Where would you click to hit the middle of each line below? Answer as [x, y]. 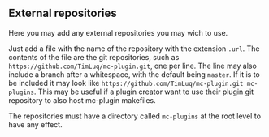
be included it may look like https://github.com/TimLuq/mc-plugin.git [126, 83]
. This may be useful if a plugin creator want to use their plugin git [144, 92]
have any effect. [35, 124]
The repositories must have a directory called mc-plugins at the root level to [135, 116]
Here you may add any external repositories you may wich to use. [118, 32]
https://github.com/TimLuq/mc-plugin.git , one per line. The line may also [133, 66]
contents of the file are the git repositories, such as [94, 57]
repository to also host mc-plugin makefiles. [82, 100]
